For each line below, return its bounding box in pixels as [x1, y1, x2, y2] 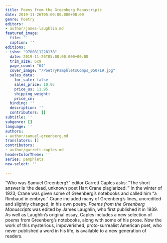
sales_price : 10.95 [14, 82, 55, 87]
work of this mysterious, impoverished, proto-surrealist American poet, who [5, 222, 162, 228]
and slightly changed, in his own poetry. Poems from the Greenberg [5, 201, 145, 207]
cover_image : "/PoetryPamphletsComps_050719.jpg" [10, 68, 115, 73]
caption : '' [10, 40, 35, 45]
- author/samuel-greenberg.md [5, 134, 69, 139]
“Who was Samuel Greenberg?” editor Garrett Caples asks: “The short [5, 179, 150, 186]
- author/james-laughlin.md [5, 26, 64, 31]
